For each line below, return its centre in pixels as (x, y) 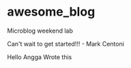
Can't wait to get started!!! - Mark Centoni (66, 44)
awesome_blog (51, 12)
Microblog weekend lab (40, 31)
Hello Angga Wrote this (40, 57)
